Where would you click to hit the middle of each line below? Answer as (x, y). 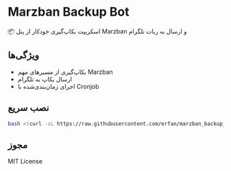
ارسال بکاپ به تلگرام (45, 79)
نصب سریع (28, 108)
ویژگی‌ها (24, 55)
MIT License (25, 161)
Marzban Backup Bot (69, 12)
